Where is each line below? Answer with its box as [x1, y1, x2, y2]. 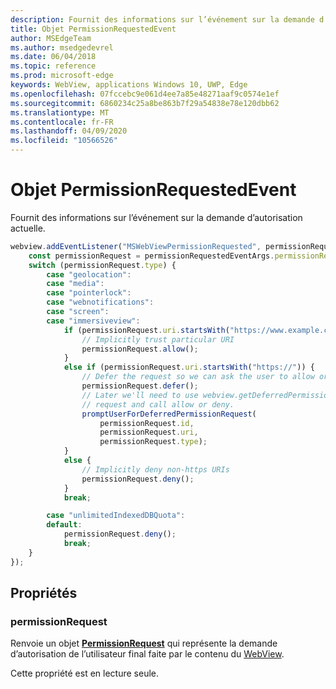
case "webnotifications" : [46, 297, 155, 308]
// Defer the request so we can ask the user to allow [81, 372, 315, 382]
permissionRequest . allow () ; [81, 344, 199, 354]
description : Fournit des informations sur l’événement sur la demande [10, 14, 315, 25]
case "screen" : [46, 307, 110, 317]
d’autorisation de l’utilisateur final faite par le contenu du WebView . [10, 648, 285, 660]
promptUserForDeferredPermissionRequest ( [81, 409, 257, 419]
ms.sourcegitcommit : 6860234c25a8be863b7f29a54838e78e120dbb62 [10, 98, 280, 108]
